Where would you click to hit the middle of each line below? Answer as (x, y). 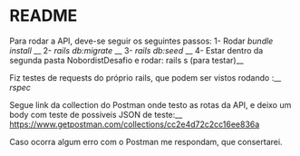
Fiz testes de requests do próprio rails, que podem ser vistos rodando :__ (145, 77)
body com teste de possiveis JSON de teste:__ (96, 114)
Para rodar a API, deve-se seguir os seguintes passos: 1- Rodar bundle (141, 41)
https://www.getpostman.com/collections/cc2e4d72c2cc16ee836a (135, 124)
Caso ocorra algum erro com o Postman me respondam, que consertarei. (146, 141)
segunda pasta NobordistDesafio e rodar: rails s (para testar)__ (126, 60)
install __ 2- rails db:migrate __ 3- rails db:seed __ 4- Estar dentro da (136, 50)
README (44, 16)
